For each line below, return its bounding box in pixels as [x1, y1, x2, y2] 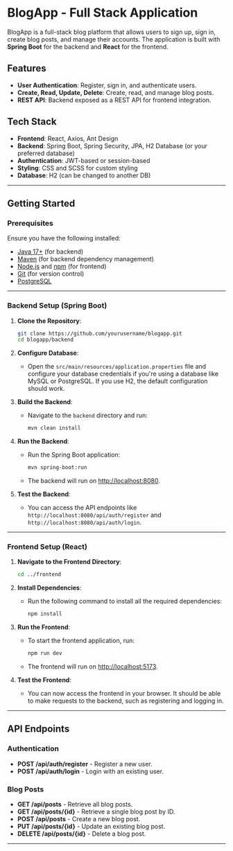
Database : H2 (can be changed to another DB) [17, 171, 151, 179]
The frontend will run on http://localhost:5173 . [27, 662, 158, 670]
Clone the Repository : [17, 317, 82, 325]
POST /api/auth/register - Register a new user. [17, 760, 153, 768]
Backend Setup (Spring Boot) [7, 301, 107, 310]
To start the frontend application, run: [27, 636, 135, 645]
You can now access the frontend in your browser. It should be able [27, 689, 221, 697]
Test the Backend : [17, 490, 71, 498]
